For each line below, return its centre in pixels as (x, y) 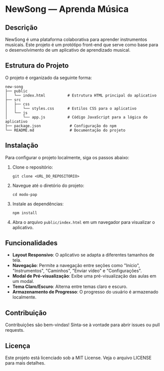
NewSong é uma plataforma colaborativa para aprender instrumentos (76, 39)
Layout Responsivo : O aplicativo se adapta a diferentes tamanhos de (83, 255)
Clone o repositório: (33, 167)
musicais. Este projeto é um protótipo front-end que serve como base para (82, 45)
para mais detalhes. (25, 363)
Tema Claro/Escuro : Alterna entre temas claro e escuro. (70, 286)
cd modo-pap (25, 194)
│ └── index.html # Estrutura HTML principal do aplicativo (81, 95)
